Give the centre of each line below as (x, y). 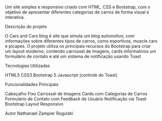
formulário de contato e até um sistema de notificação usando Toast (73, 56)
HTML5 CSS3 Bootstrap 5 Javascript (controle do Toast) (61, 75)
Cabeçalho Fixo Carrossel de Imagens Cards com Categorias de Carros (76, 94)
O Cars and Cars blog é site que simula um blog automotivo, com (70, 36)
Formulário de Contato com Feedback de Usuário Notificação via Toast (76, 99)
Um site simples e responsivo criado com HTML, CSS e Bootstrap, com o (78, 7)
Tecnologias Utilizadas (28, 66)
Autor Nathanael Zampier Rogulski (39, 113)
